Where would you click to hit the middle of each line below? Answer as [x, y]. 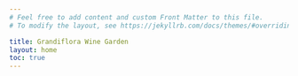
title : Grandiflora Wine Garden [69, 42]
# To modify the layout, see [63, 26]
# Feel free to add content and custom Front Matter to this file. [137, 17]
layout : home [33, 49]
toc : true [27, 58]
